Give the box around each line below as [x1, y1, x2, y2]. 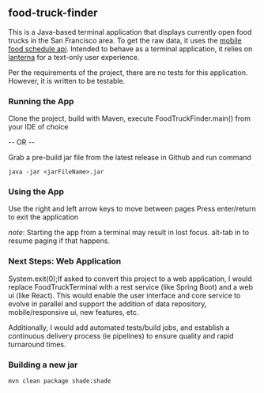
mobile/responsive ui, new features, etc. [8, 307, 139, 316]
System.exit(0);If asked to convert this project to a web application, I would [8, 274, 253, 283]
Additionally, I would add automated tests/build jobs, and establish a [8, 323, 230, 332]
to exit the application [8, 212, 79, 222]
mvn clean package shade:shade [8, 377, 111, 385]
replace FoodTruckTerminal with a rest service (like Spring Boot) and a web [8, 282, 253, 291]
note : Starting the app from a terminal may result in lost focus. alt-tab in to [8, 228, 250, 238]
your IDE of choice [8, 122, 69, 132]
